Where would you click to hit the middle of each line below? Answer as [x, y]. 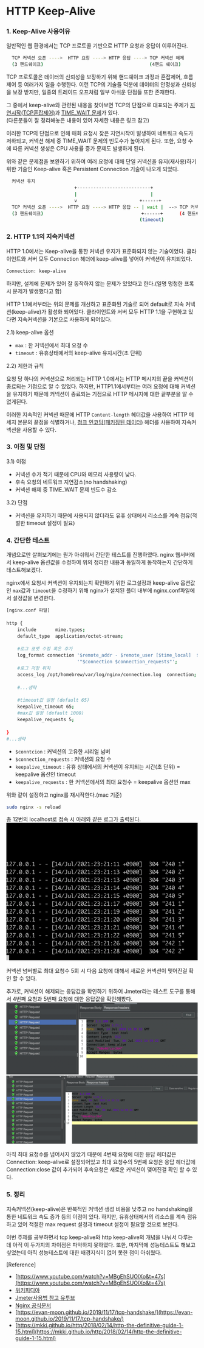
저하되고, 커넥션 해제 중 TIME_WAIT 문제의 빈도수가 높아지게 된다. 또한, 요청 [97, 141]
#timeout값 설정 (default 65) [53, 700]
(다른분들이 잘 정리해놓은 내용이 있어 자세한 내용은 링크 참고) [78, 121]
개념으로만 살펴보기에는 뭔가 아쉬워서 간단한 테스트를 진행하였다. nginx [90, 555]
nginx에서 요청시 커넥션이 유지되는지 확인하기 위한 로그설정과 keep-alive [93, 583]
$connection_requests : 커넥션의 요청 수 [63, 759]
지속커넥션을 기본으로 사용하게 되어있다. [65, 319]
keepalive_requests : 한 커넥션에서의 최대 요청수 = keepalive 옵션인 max [103, 782]
